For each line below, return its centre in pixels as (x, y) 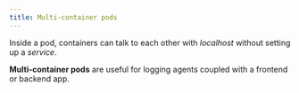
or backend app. (39, 78)
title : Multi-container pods (63, 17)
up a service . (33, 52)
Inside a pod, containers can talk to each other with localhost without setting (150, 43)
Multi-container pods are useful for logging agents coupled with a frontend (149, 69)
